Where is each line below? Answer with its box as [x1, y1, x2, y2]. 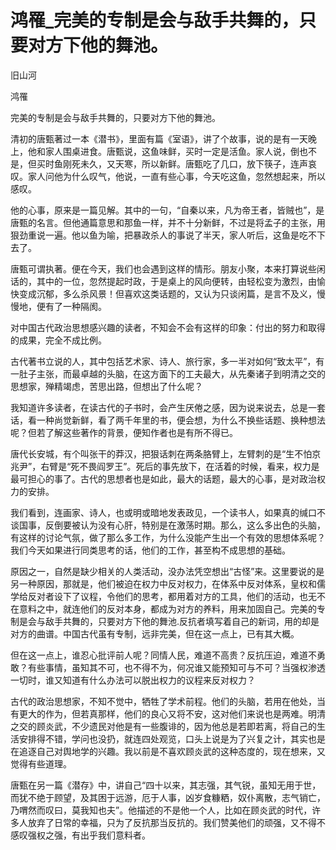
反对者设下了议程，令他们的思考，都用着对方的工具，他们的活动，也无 [27, 590, 317, 602]
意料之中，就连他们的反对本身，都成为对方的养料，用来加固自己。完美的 [18, 602, 317, 615]
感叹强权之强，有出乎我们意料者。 [10, 829, 151, 841]
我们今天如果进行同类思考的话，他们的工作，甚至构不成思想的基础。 [10, 544, 291, 556]
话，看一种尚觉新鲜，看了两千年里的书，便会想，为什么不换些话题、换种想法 [10, 414, 326, 426]
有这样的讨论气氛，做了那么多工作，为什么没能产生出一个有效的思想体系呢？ [10, 531, 326, 543]
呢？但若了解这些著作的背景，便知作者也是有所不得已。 [10, 426, 238, 438]
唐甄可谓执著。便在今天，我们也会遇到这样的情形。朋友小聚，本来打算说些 [10, 262, 317, 275]
